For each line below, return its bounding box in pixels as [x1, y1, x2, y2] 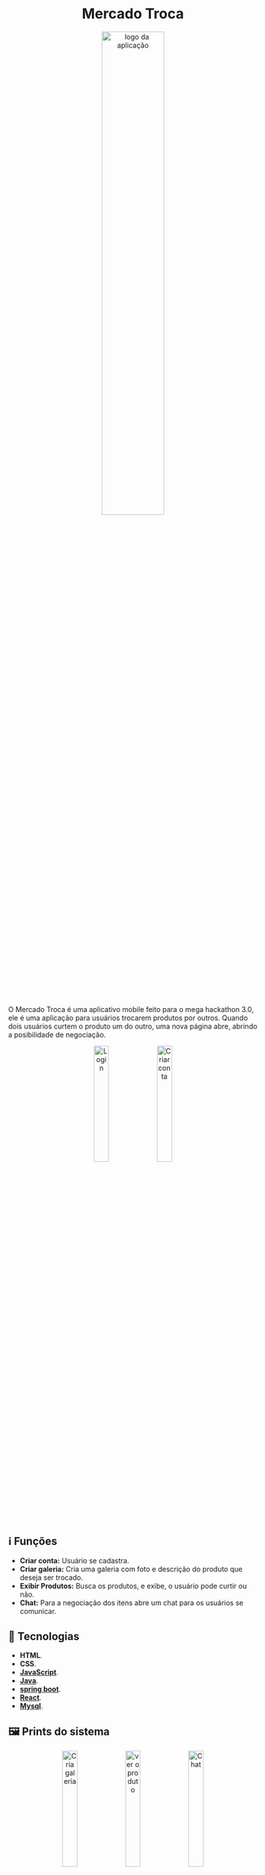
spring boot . [19, 1685, 62, 1694]
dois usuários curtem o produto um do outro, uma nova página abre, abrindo [8, 1021, 258, 1031]
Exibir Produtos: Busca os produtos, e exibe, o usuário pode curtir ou [19, 1582, 248, 1591]
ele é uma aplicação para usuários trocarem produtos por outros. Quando [8, 1013, 248, 1022]
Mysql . [19, 1701, 44, 1711]
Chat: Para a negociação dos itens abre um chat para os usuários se [19, 1598, 244, 1608]
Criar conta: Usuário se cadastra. [19, 1556, 130, 1566]
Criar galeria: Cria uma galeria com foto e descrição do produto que [19, 1564, 243, 1574]
